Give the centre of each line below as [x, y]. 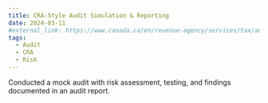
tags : [17, 38]
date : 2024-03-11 [37, 23]
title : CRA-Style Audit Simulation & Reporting [89, 15]
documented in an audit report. [59, 90]
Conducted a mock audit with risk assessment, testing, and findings [120, 82]
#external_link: [35, 30]
